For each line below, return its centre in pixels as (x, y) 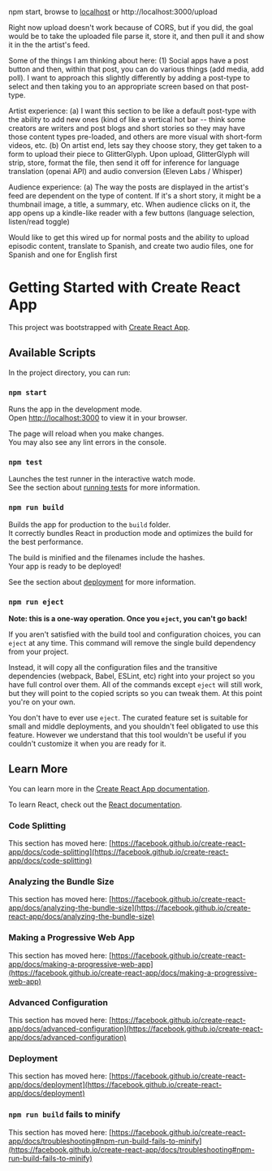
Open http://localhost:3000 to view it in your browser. (98, 418)
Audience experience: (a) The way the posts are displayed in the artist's (129, 187)
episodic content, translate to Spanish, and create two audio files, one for (131, 246)
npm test (26, 462)
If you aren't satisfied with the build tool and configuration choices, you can (135, 634)
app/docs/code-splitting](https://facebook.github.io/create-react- (119, 852)
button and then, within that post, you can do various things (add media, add (136, 69)
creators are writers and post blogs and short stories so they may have (127, 128)
